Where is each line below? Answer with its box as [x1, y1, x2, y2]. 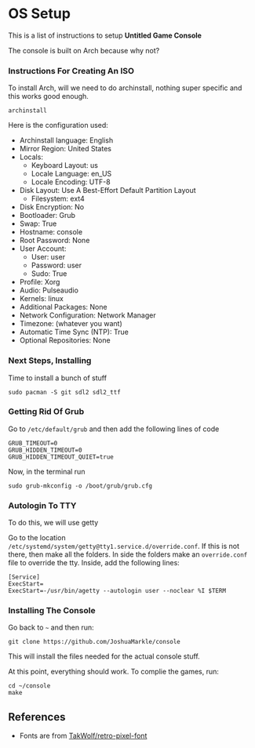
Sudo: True [31, 269, 67, 278]
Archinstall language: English [19, 136, 114, 145]
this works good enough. [8, 92, 89, 101]
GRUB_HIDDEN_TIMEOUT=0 [8, 446, 82, 454]
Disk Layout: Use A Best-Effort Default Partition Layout [19, 186, 196, 195]
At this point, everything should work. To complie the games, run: [8, 667, 220, 677]
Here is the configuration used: [8, 121, 108, 130]
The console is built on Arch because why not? [8, 45, 160, 55]
